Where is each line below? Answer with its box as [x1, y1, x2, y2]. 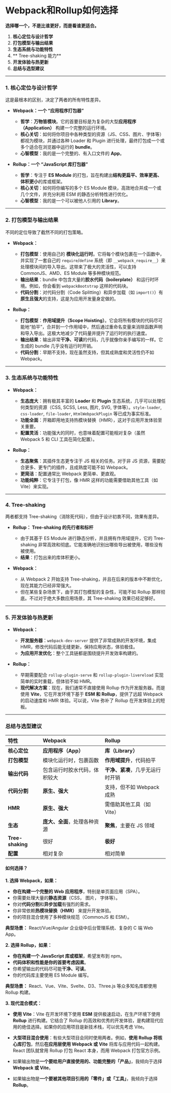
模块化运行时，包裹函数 [42, 757, 99, 764]
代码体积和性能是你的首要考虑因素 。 [12, 959, 89, 965]
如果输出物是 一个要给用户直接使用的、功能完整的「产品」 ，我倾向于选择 [12, 1058, 162, 1064]
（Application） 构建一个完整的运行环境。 [20, 125, 109, 131]
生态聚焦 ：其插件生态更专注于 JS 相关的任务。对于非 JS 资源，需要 [20, 458, 161, 464]
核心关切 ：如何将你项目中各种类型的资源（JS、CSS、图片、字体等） [20, 131, 164, 137]
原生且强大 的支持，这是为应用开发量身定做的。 [20, 295, 119, 301]
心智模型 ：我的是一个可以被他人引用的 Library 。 [20, 198, 122, 204]
